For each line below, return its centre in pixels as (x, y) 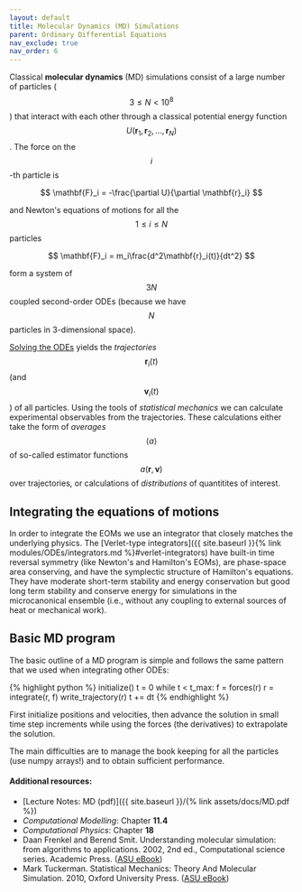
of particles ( (33, 87)
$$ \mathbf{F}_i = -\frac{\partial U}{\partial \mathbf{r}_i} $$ (151, 192)
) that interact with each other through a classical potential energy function (148, 116)
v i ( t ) (151, 392)
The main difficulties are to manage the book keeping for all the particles (144, 751)
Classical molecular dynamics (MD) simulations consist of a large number (147, 77)
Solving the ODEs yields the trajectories (83, 347)
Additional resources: (51, 781)
